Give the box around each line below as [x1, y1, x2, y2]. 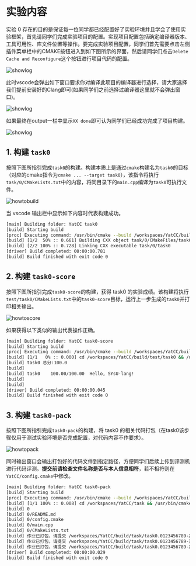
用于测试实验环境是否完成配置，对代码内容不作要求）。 [16, 434, 147, 441]
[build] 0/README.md [6, 511, 57, 517]
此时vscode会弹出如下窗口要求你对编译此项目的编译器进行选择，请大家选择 [6, 78, 188, 85]
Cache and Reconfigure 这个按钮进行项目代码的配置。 [6, 55, 133, 62]
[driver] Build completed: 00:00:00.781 [6, 249, 106, 254]
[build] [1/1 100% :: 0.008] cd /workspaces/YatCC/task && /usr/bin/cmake [6, 501, 192, 506]
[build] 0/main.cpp [6, 522, 54, 528]
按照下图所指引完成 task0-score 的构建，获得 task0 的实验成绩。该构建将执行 [6, 288, 190, 295]
